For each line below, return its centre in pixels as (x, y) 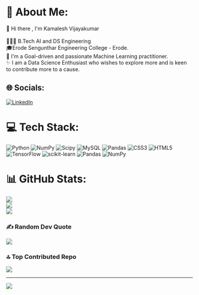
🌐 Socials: (25, 88)
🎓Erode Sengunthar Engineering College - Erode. (67, 47)
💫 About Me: (37, 12)
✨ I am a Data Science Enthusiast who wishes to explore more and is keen (97, 62)
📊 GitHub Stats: (46, 179)
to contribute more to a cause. (43, 69)
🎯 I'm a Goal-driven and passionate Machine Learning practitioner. (87, 56)
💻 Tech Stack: (43, 127)
